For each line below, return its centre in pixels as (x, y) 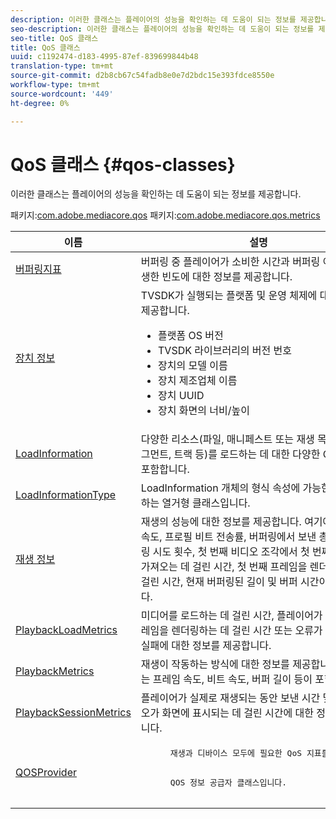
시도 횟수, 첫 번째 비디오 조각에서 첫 (231, 552)
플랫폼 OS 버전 (191, 336)
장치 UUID (181, 396)
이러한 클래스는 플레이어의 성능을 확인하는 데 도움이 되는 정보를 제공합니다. (156, 194)
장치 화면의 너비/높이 (204, 411)
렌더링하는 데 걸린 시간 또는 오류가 (247, 631)
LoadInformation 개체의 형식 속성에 (220, 488)
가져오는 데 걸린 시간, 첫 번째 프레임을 (224, 567)
